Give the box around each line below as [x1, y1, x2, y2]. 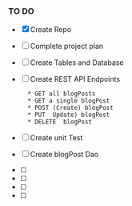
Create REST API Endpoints [30, 75, 121, 84]
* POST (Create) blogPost [27, 104, 114, 112]
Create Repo [30, 25, 72, 34]
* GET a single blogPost [27, 97, 110, 105]
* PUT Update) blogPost [27, 111, 110, 119]
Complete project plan [30, 42, 104, 51]
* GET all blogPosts [27, 90, 96, 98]
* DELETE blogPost [27, 118, 92, 126]
